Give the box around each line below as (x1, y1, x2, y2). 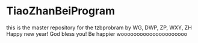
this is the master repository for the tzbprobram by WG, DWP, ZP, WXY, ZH (6, 24, 193, 31)
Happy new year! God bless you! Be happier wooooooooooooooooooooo (6, 30, 188, 37)
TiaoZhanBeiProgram (6, 4, 116, 18)
